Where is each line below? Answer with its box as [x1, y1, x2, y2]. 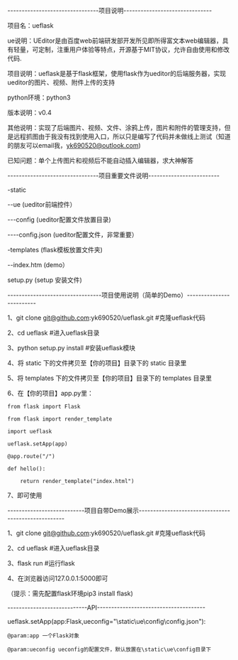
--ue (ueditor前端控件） [7, 200, 76, 208]
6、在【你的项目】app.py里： [7, 389, 93, 397]
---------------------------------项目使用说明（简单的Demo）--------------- [7, 291, 230, 299]
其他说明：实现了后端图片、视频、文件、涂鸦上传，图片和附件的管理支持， [7, 124, 225, 131]
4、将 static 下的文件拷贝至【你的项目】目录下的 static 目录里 [7, 359, 187, 367]
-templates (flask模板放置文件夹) [7, 246, 103, 254]
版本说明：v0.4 [7, 109, 52, 117]
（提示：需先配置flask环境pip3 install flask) [7, 589, 133, 597]
